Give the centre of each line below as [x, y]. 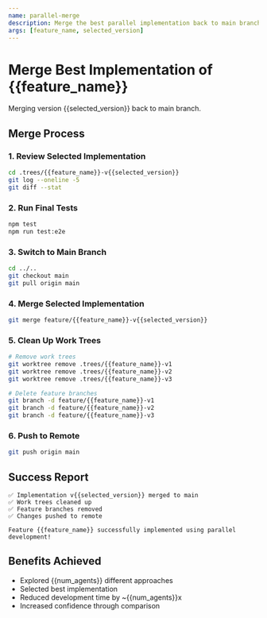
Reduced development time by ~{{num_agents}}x [101, 597]
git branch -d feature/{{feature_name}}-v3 [81, 415]
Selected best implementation [68, 589]
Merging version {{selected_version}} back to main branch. [104, 109]
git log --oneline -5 [44, 180]
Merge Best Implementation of [110, 70]
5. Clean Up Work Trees [55, 340]
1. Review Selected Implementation [77, 156]
